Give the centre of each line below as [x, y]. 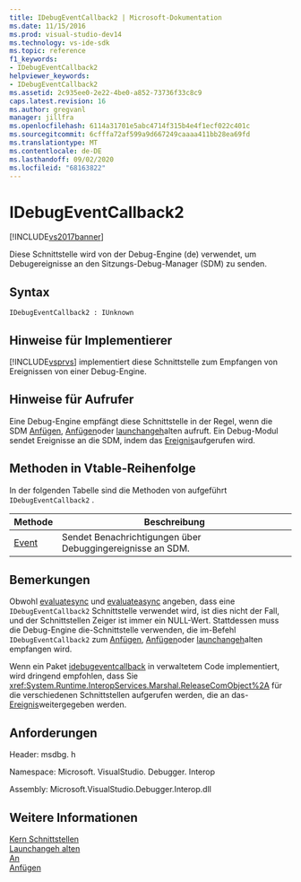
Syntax [30, 292]
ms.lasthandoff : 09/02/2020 [62, 159]
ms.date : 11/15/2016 [48, 26]
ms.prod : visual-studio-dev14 [66, 34]
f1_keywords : [34, 59]
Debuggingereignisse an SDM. [125, 548]
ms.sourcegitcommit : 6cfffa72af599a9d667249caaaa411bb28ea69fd [130, 135]
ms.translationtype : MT [54, 143]
